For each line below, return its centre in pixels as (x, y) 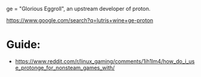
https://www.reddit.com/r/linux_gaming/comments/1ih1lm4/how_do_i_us (105, 61)
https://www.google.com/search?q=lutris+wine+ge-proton (80, 20)
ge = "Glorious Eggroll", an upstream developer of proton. (78, 9)
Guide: (23, 45)
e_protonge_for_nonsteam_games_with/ (65, 67)
